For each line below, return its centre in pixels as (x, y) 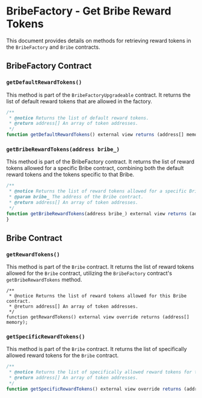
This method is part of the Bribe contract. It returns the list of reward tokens (100, 267)
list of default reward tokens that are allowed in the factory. (79, 101)
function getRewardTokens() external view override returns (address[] (98, 317)
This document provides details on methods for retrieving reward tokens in (99, 40)
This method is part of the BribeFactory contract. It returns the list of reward (100, 162)
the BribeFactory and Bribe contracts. (53, 47)
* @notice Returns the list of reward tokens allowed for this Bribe (98, 296)
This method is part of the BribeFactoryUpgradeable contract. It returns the (99, 95)
